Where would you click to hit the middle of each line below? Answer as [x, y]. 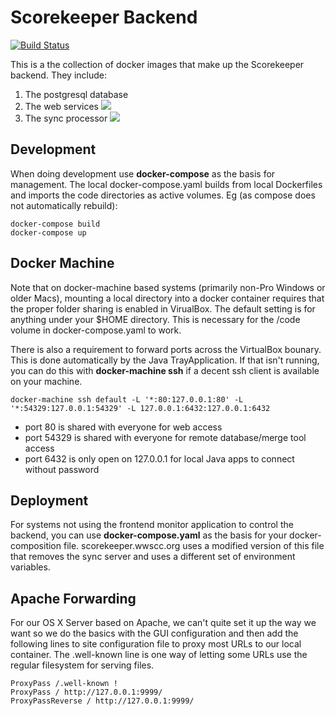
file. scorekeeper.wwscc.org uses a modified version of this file [194, 546]
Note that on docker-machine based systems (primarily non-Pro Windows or [168, 287]
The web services [61, 106]
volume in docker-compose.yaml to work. [96, 330]
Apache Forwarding [73, 598]
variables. [30, 567]
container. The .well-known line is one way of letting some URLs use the [159, 655]
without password [62, 469]
